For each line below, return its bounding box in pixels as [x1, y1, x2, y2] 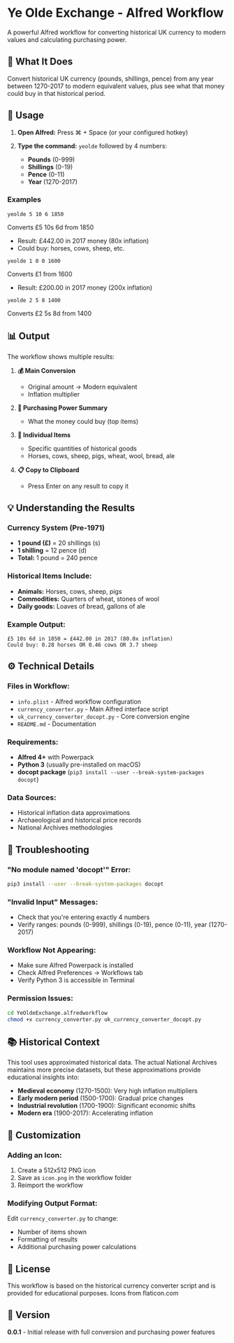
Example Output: [7, 619, 66, 629]
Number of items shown [17, 1228, 87, 1236]
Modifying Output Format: [7, 1198, 98, 1208]
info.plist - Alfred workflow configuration [17, 697, 142, 706]
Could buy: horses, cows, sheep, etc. [17, 243, 125, 253]
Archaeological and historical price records [17, 816, 142, 825]
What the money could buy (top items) [27, 417, 139, 425]
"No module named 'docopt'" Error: [7, 865, 131, 874]
